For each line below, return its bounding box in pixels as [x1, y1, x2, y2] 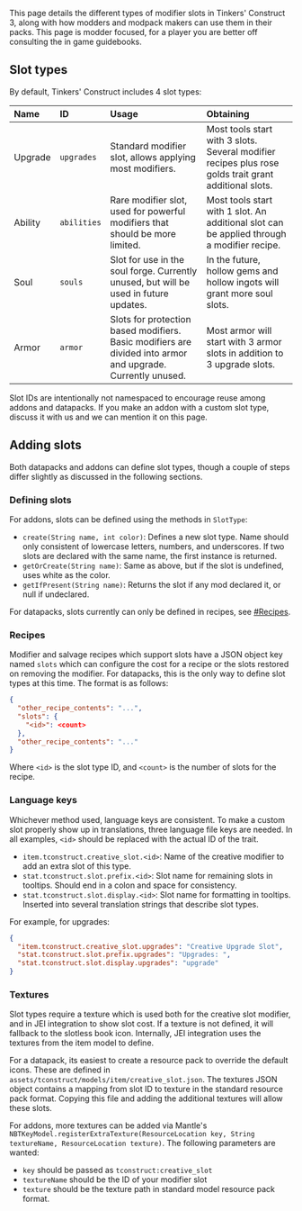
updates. [110, 298, 147, 311]
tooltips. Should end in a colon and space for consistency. [22, 880, 237, 890]
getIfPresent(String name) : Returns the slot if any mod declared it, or [22, 579, 281, 590]
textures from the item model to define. [9, 1037, 155, 1048]
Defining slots [9, 493, 72, 506]
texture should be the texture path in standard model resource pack [22, 1184, 276, 1195]
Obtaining [206, 107, 250, 120]
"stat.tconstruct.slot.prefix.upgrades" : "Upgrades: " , [17, 950, 231, 960]
